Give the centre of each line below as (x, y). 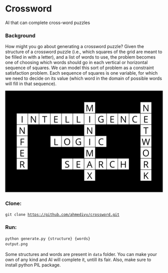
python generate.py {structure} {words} (48, 238)
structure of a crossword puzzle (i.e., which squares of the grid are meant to (84, 52)
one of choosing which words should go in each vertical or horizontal (76, 63)
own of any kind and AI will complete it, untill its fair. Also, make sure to (78, 259)
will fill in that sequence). (31, 84)
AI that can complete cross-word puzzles (48, 23)
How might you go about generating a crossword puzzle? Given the (74, 47)
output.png (16, 244)
